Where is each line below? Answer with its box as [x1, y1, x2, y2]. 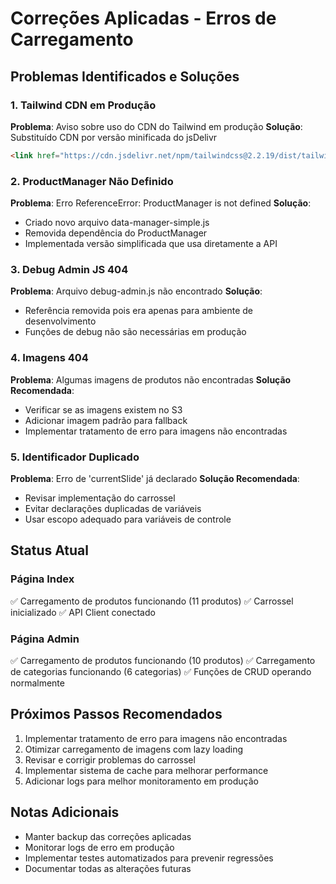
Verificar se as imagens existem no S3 [24, 403, 183, 416]
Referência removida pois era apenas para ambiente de [24, 305, 253, 317]
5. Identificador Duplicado [10, 450, 140, 464]
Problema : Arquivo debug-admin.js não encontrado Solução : [10, 285, 263, 297]
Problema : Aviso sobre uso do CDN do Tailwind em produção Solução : [10, 120, 303, 132]
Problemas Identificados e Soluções [10, 68, 240, 85]
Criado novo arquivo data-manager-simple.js [24, 217, 210, 229]
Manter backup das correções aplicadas [24, 830, 192, 842]
